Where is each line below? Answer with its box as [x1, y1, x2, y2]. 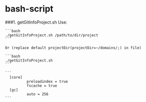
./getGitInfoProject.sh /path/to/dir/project [5, 33, 98, 38]
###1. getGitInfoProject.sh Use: [5, 19, 68, 25]
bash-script [5, 3, 54, 14]
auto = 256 [26, 91, 49, 97]
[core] [9, 75, 23, 80]
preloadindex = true [26, 79, 68, 84]
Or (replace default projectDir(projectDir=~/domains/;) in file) [5, 45, 142, 50]
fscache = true [26, 83, 57, 88]
